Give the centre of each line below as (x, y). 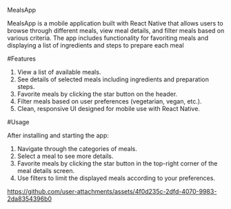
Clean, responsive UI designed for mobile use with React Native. (108, 109)
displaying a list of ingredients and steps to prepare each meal (96, 45)
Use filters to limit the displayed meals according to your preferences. (116, 178)
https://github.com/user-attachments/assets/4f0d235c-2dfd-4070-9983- (112, 191)
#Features (22, 59)
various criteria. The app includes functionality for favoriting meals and (108, 38)
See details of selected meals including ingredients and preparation (113, 79)
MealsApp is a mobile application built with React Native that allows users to (115, 23)
